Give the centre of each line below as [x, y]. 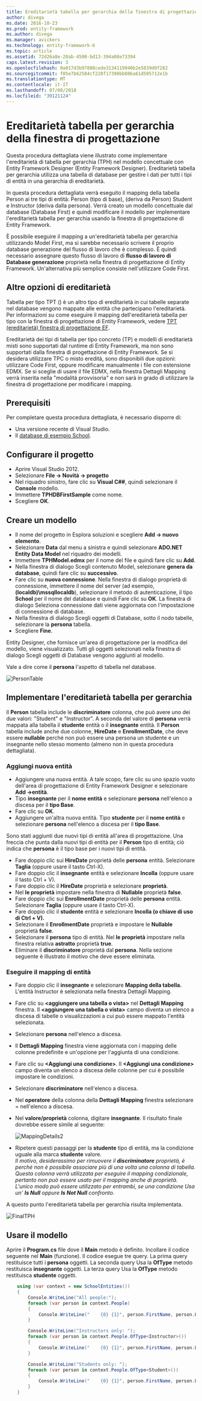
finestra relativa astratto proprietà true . [64, 944]
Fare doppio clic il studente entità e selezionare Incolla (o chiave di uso [104, 912]
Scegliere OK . [32, 501]
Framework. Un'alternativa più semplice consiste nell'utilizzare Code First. [98, 268]
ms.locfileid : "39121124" [38, 96]
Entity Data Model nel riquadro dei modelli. [68, 554]
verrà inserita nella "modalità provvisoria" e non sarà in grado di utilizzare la [100, 378]
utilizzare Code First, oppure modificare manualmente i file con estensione [99, 365]
